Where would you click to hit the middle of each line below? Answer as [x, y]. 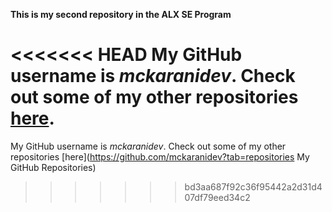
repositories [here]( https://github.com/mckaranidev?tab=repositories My [160, 156]
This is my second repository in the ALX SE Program [121, 14]
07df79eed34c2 [217, 197]
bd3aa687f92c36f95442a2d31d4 [253, 186]
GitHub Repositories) [53, 167]
